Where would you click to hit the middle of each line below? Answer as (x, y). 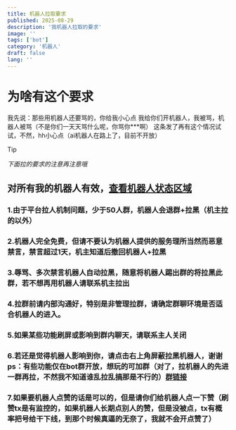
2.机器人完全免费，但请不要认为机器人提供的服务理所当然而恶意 (115, 241)
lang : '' (20, 60)
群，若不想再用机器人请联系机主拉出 (68, 283)
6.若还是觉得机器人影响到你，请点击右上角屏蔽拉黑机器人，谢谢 (115, 355)
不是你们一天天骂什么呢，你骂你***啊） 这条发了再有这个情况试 (129, 126)
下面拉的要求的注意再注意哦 (47, 164)
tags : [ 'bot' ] (28, 40)
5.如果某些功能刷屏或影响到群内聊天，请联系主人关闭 (97, 335)
